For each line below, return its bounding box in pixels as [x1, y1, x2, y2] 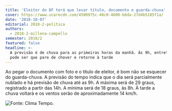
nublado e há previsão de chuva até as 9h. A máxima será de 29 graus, [5, 79, 155, 86]
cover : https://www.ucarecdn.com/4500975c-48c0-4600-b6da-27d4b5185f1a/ [5, 12, 164, 17]
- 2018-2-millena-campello [10, 31, 68, 36]
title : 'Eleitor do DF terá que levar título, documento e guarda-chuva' [5, 7, 166, 13]
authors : [5, 26, 24, 32]
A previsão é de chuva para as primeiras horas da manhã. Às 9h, [10, 50, 153, 55]
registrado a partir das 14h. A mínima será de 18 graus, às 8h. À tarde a [5, 85, 155, 91]
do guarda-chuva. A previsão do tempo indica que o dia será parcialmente [5, 74, 162, 80]
